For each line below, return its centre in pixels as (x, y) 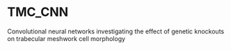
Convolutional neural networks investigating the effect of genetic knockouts (116, 31)
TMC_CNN (38, 12)
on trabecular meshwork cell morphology (66, 38)
